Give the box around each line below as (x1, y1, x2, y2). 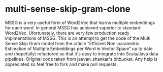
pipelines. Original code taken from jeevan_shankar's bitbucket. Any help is (5, 56, 158, 62)
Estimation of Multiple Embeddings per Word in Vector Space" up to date (5, 46, 153, 51)
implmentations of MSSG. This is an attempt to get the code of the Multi (5, 35, 151, 41)
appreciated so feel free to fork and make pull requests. (5, 61, 118, 67)
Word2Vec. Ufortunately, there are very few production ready (5, 30, 130, 36)
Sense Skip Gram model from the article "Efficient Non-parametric (5, 40, 140, 46)
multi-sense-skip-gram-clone (5, 3, 130, 15)
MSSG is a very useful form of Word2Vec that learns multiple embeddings (5, 20, 155, 25)
